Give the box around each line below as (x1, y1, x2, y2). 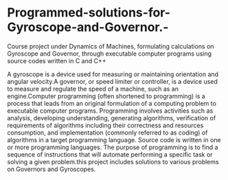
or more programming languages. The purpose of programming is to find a (7, 143, 218, 151)
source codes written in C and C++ (7, 56, 106, 65)
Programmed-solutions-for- (7, 5, 170, 21)
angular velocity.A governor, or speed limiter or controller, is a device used (7, 77, 218, 85)
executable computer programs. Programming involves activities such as (7, 106, 214, 115)
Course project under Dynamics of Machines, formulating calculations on (7, 42, 214, 50)
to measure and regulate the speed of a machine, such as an (7, 85, 179, 93)
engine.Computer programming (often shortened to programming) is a (7, 91, 206, 100)
